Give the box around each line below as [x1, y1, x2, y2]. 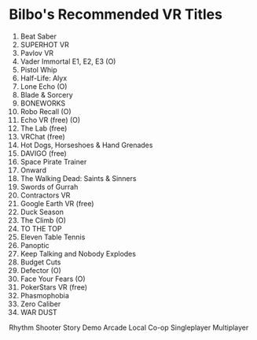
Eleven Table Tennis [20, 232, 86, 242]
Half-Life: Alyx [20, 73, 68, 83]
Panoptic [20, 240, 50, 249]
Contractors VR [20, 190, 71, 200]
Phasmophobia [20, 290, 69, 300]
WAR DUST [20, 307, 57, 316]
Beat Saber [20, 31, 57, 41]
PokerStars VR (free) [20, 282, 88, 292]
